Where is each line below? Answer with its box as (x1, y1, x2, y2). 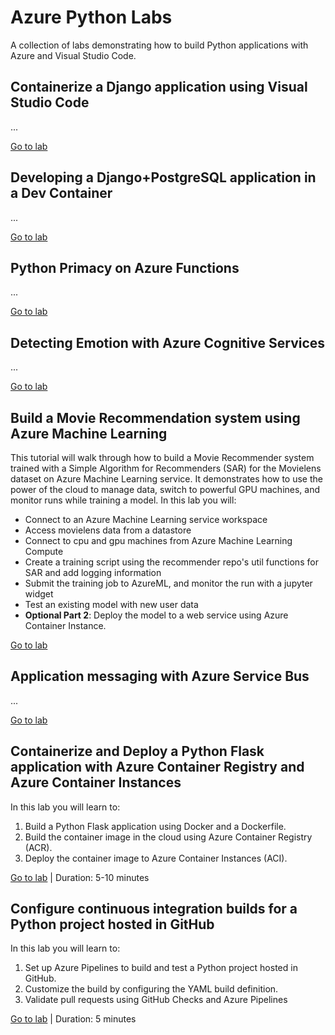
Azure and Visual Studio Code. (10, 49, 137, 61)
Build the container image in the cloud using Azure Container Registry (24, 831, 313, 843)
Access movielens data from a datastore (24, 524, 192, 536)
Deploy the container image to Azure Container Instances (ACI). (24, 852, 288, 864)
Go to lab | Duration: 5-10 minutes (10, 871, 150, 883)
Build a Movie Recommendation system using (10, 409, 301, 426)
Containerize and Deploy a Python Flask (10, 743, 265, 760)
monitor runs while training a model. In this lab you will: (10, 494, 237, 506)
